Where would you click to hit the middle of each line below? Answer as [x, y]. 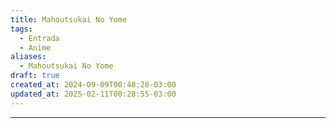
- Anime [35, 47]
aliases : [28, 57]
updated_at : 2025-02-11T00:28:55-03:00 [93, 94]
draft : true [35, 76]
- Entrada [39, 38]
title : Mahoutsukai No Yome [69, 19]
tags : [21, 29]
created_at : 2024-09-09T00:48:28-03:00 [93, 85]
